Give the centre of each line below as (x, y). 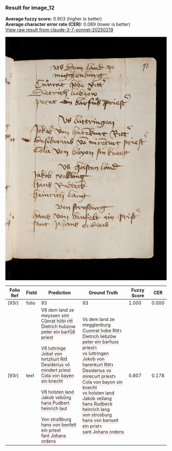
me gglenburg (97, 325)
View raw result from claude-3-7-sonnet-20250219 (59, 30)
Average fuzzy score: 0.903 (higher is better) (54, 19)
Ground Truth (103, 293)
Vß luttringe (53, 348)
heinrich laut (54, 408)
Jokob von (94, 359)
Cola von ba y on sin (103, 382)
